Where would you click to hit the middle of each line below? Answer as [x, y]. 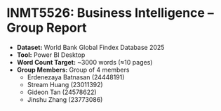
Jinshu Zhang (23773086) [65, 99]
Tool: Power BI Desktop [51, 55]
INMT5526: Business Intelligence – [110, 13]
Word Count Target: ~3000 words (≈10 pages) [85, 62]
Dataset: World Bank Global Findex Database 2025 [91, 47]
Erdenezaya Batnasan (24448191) [76, 77]
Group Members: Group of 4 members [73, 70]
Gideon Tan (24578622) [62, 92]
